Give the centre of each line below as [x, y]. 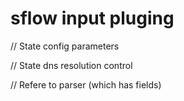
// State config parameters [65, 46]
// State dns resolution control [71, 65]
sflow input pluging [92, 18]
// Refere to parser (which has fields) [86, 84]
